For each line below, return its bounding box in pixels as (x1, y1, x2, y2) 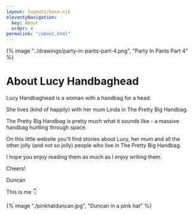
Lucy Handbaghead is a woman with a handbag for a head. (6, 94, 152, 102)
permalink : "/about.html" (6, 31, 70, 37)
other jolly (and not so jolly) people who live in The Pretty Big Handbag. (6, 142, 181, 149)
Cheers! (6, 165, 26, 172)
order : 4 (11, 25, 33, 32)
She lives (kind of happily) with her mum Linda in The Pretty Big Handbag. (6, 106, 188, 113)
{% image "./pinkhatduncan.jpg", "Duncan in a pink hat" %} (6, 202, 152, 210)
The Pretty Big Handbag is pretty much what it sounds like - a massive (6, 118, 180, 125)
